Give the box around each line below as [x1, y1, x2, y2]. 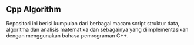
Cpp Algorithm [6, 5, 61, 14]
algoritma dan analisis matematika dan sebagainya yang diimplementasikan [6, 26, 189, 33]
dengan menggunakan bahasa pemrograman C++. [6, 32, 129, 39]
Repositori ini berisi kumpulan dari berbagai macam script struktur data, [6, 20, 180, 27]
